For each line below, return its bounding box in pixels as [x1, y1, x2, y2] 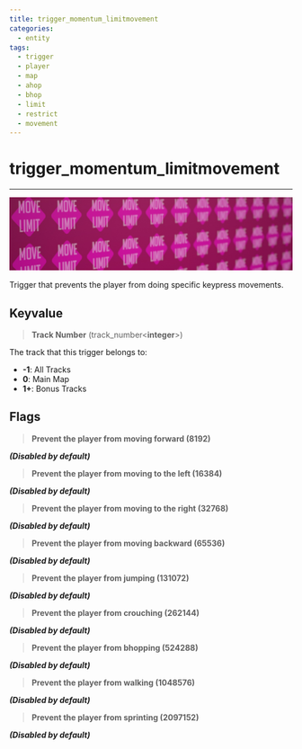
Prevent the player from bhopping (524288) [31, 642, 199, 653]
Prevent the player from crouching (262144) [31, 607, 200, 618]
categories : [9, 23, 54, 33]
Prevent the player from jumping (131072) [31, 572, 190, 584]
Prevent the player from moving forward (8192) [31, 432, 211, 444]
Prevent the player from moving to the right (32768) [31, 503, 229, 513]
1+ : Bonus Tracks [22, 383, 87, 394]
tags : [9, 43, 30, 52]
